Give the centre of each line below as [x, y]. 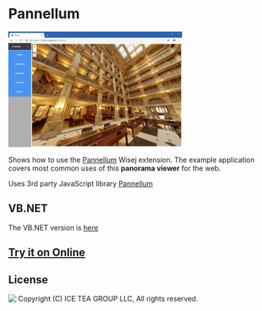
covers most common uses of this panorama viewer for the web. [115, 168]
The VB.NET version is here [53, 228]
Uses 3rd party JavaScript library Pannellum [81, 183]
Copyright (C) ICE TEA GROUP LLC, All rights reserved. [108, 298]
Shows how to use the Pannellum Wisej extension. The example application [131, 159]
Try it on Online [47, 253]
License [28, 280]
